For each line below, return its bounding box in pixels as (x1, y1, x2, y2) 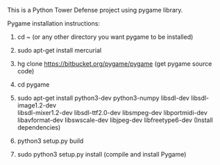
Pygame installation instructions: (7, 19, 101, 27)
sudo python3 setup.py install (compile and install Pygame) (17, 150, 187, 158)
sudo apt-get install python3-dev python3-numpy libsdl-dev (17, 94, 189, 102)
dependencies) (17, 123, 61, 131)
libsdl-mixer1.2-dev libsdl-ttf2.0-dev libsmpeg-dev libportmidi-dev (17, 109, 208, 116)
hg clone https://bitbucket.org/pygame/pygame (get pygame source (17, 60, 212, 68)
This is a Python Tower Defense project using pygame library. (7, 6, 183, 14)
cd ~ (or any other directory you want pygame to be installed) (17, 33, 194, 41)
